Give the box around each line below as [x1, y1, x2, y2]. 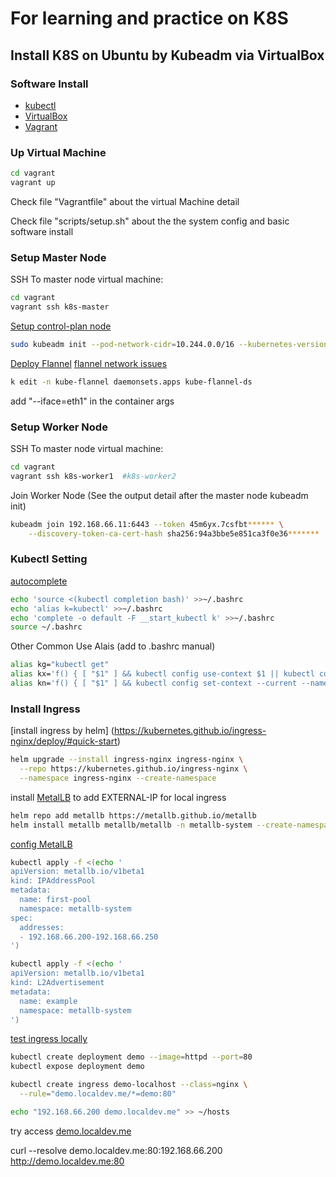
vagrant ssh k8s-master [10, 302, 110, 312]
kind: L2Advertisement [10, 978, 105, 988]
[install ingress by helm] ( [10, 725, 115, 737]
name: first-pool [19, 895, 92, 905]
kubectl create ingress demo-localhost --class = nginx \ [10, 1080, 248, 1090]
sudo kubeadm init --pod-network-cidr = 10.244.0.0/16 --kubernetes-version [10, 339, 329, 349]
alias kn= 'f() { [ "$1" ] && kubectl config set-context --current [10, 678, 298, 689]
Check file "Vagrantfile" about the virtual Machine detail [10, 195, 240, 207]
